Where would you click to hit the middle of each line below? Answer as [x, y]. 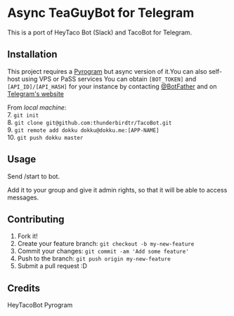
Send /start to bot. [34, 176]
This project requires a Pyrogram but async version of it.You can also [107, 71]
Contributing [36, 219]
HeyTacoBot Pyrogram [40, 305]
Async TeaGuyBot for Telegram [101, 13]
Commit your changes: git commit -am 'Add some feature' [103, 251]
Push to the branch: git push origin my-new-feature [94, 258]
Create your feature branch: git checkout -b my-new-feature [106, 244]
